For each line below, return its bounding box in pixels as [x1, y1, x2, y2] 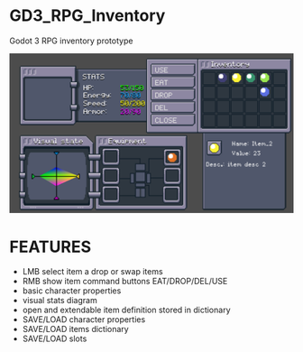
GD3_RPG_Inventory [9, 5, 166, 26]
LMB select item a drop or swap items [22, 266, 164, 277]
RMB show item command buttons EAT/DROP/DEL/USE [22, 276, 228, 287]
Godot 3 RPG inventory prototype [9, 35, 133, 46]
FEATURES [9, 236, 92, 257]
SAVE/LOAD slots [22, 333, 87, 344]
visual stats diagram [22, 295, 97, 306]
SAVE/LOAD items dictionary [22, 324, 129, 335]
